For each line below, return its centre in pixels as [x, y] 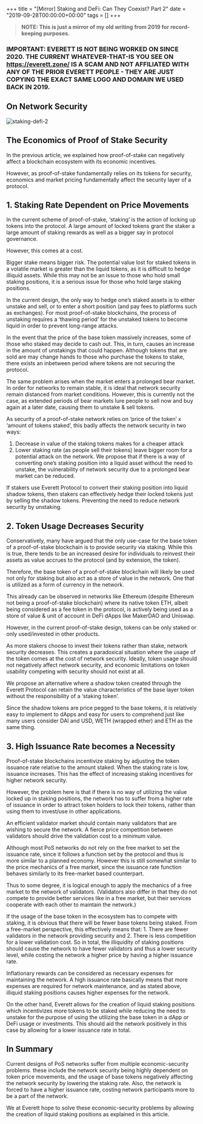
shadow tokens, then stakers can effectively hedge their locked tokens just [100, 494]
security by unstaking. [34, 507]
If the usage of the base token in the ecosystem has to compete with [92, 916]
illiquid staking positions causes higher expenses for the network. [88, 992]
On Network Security [47, 106]
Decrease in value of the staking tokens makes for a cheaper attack [99, 444]
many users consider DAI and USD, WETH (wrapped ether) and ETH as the [99, 721]
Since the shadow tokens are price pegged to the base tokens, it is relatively [101, 708]
